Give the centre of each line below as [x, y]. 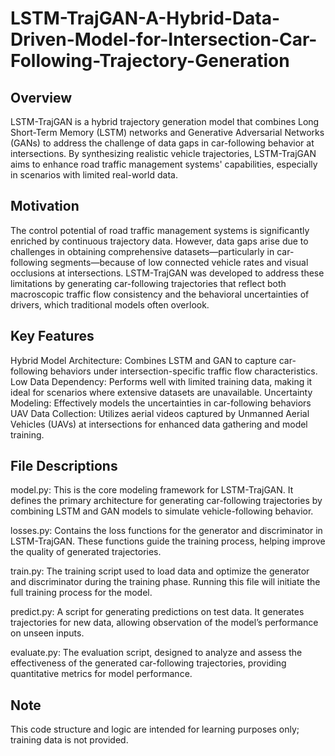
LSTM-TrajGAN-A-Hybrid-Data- [145, 18]
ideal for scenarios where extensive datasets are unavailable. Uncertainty [161, 392]
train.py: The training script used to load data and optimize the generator [160, 571]
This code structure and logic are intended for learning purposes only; [155, 729]
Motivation [45, 206]
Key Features [52, 336]
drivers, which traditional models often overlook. [110, 304]
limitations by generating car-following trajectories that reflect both [148, 283]
